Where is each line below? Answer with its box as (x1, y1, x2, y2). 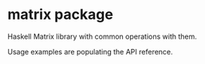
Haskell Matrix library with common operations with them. (7, 32, 197, 41)
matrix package (7, 6, 113, 24)
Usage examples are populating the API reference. (7, 47, 173, 56)
